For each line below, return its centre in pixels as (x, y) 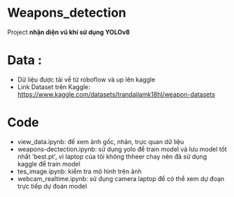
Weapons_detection (67, 13)
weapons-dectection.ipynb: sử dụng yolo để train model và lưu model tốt (122, 149)
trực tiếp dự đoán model (52, 186)
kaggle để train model (49, 164)
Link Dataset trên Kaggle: (54, 87)
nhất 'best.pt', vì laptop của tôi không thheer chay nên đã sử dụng (112, 156)
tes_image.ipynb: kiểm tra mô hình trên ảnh (79, 171)
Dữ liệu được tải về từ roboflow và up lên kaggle (86, 79)
